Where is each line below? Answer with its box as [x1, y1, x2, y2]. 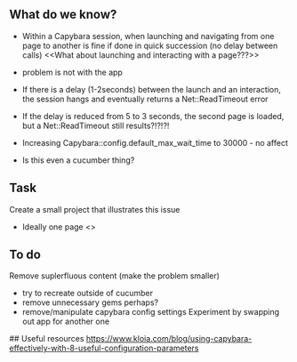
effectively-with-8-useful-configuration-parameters [9, 342, 199, 354]
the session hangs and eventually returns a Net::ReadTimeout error [21, 93, 269, 104]
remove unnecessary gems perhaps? [21, 297, 158, 308]
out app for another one [21, 316, 109, 327]
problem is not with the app [21, 67, 123, 77]
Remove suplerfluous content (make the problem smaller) [9, 270, 221, 281]
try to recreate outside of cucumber [21, 288, 154, 299]
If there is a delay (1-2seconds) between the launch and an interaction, [21, 84, 282, 94]
